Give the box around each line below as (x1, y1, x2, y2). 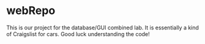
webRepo (6, 4, 56, 18)
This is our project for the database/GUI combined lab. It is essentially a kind (6, 24, 199, 31)
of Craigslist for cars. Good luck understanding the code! (6, 30, 150, 37)
